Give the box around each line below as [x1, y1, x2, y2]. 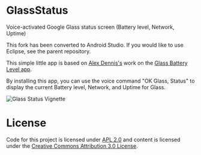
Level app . [6, 65, 32, 72]
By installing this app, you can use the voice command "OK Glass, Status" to [6, 77, 195, 84]
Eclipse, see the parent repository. [6, 47, 91, 54]
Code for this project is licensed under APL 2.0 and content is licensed [6, 136, 181, 143]
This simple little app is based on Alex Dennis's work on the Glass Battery [6, 59, 188, 66]
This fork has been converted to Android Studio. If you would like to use [6, 41, 184, 48]
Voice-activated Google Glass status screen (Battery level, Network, [6, 23, 175, 31]
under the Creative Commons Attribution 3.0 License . [6, 142, 138, 150]
